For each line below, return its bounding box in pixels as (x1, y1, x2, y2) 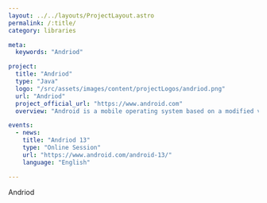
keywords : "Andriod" (15, 49, 83, 57)
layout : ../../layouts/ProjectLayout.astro (8, 11, 155, 20)
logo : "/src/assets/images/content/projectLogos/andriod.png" (15, 84, 226, 92)
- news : (15, 129, 41, 137)
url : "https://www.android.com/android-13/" (22, 150, 172, 159)
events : (8, 121, 34, 130)
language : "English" (22, 158, 91, 166)
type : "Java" (15, 77, 59, 85)
